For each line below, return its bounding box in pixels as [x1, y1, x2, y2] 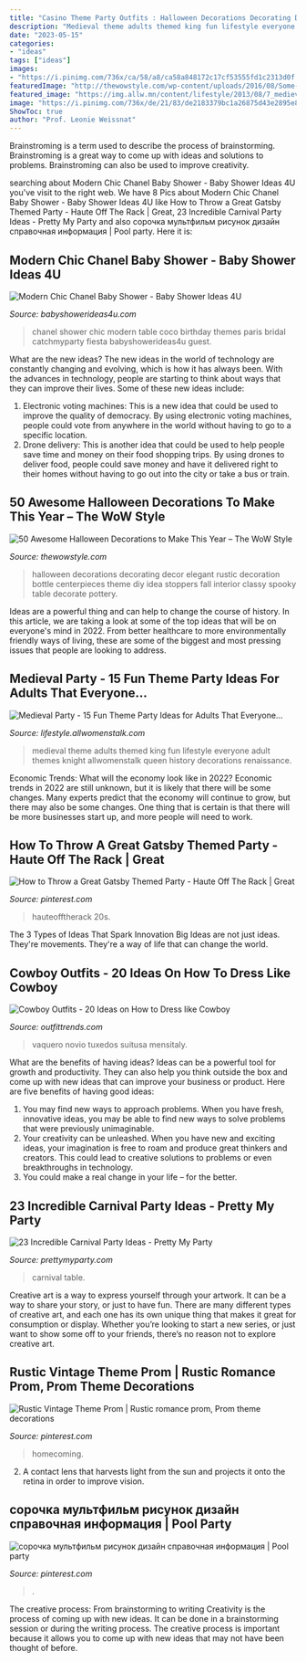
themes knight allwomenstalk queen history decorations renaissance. [31, 754, 292, 765]
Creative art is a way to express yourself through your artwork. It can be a [9, 1289, 287, 1300]
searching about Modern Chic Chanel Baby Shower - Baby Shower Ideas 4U [9, 177, 296, 188]
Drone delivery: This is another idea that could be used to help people [22, 439, 285, 450]
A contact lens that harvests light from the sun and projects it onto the [22, 1466, 286, 1477]
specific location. [22, 429, 88, 440]
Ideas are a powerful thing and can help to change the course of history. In [9, 605, 290, 616]
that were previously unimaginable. [22, 1123, 155, 1134]
